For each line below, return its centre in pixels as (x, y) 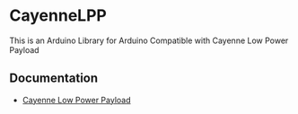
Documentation (54, 79)
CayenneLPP (58, 16)
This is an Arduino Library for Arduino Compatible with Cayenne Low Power (149, 40)
